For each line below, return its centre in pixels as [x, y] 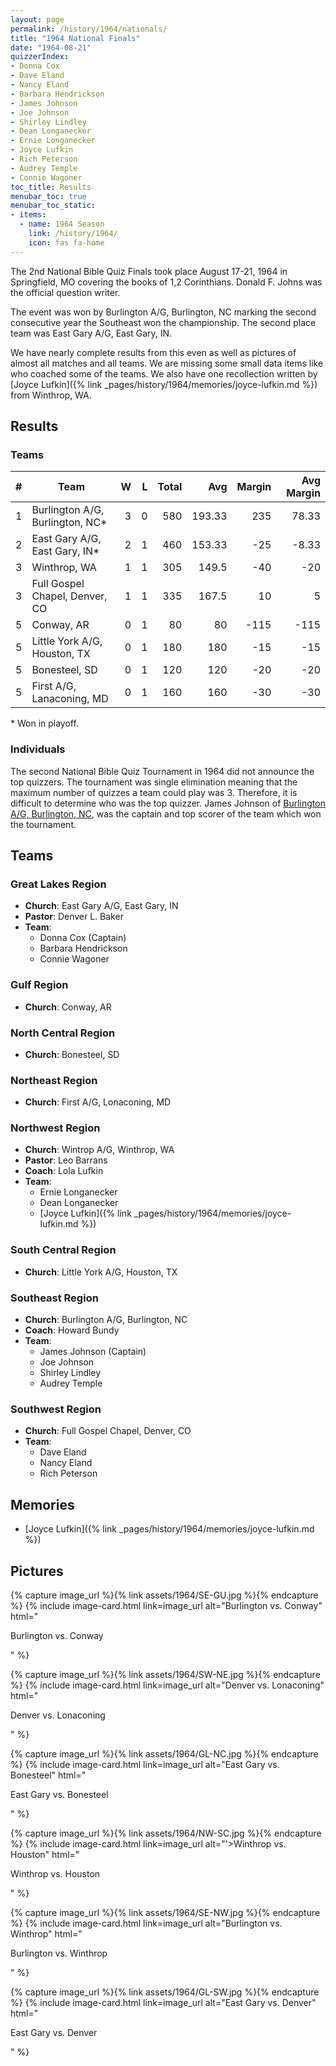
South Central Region [63, 1250]
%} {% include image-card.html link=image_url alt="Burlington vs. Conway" [166, 1605]
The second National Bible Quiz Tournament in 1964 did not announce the [162, 771]
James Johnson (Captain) [93, 1352]
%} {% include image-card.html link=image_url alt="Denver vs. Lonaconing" [167, 1685]
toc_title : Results [51, 187]
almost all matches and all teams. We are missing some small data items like [167, 363]
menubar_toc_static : [53, 206]
